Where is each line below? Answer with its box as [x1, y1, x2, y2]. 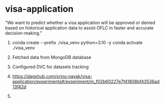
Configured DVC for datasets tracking [12, 64, 89, 70]
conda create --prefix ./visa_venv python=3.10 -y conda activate [12, 39, 143, 45]
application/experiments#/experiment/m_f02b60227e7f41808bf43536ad [12, 78, 160, 84]
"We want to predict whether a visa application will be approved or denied [5, 20, 155, 26]
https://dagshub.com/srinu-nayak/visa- [12, 73, 93, 79]
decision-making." [5, 30, 42, 36]
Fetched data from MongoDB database [12, 54, 92, 60]
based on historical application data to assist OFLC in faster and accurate [5, 25, 154, 30]
